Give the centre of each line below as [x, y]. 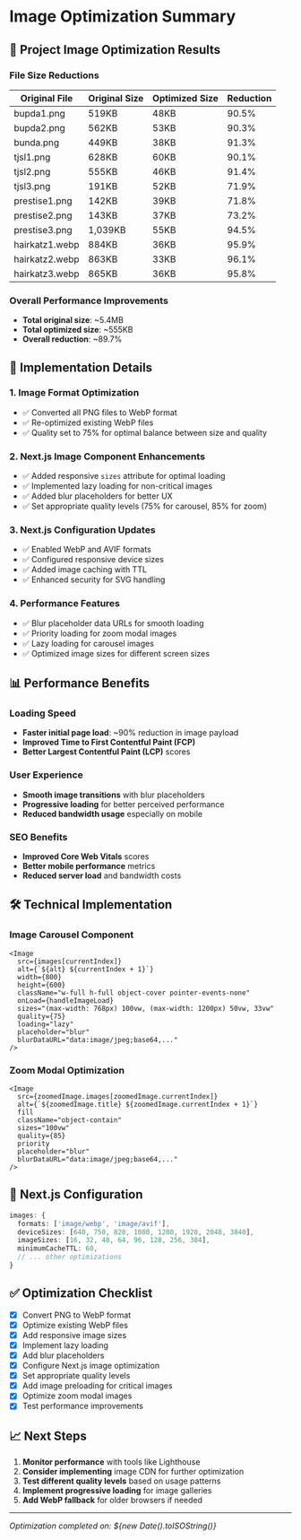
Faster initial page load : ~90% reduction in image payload [130, 733]
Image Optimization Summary [123, 17]
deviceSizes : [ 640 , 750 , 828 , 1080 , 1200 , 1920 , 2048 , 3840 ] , [136, 1232]
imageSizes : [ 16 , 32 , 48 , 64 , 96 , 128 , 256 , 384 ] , [114, 1240]
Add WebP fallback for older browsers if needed [112, 1501]
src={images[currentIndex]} [70, 961]
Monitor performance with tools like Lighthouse [111, 1462]
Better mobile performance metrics [89, 866]
